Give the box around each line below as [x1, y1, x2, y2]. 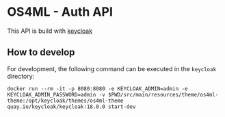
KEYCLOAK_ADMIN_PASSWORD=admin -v [7, 91, 106, 98]
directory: [7, 72, 35, 80]
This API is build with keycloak [7, 27, 93, 35]
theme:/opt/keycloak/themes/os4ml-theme [7, 97, 124, 104]
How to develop [7, 47, 75, 58]
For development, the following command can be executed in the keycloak [7, 64, 217, 73]
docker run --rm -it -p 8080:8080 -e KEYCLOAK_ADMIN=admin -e [7, 85, 188, 92]
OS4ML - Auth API [7, 4, 113, 20]
